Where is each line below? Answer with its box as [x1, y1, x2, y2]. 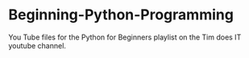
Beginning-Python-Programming [8, 6, 234, 24]
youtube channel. [8, 40, 67, 50]
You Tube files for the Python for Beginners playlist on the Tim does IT [8, 32, 242, 42]
